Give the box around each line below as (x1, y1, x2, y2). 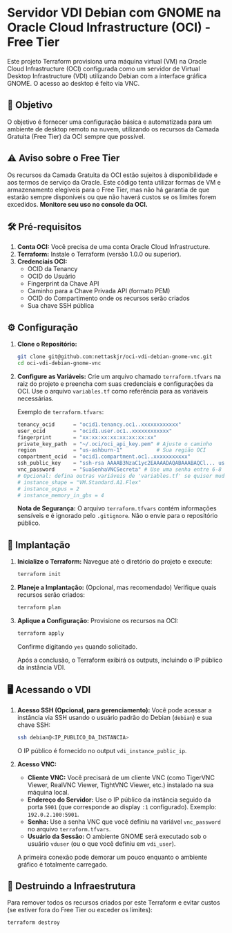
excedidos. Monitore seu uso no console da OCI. (7, 200, 148, 208)
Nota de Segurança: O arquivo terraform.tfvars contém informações (17, 504, 217, 512)
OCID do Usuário (27, 272, 76, 281)
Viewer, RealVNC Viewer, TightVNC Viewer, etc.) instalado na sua (27, 780, 214, 789)
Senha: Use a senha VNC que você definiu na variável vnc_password (27, 817, 221, 826)
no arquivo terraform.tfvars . (27, 824, 111, 833)
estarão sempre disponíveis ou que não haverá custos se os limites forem (7, 192, 217, 201)
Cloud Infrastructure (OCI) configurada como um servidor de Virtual (7, 64, 200, 73)
